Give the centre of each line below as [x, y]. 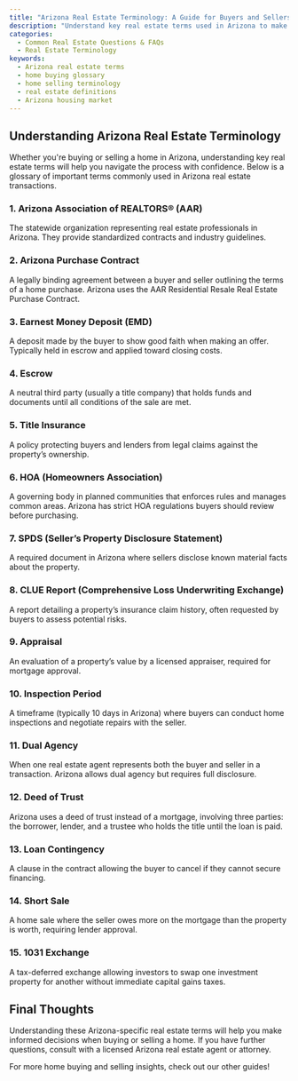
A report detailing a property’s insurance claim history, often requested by [144, 609]
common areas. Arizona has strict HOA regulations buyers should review [142, 505]
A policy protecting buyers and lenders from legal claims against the [134, 444]
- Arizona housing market [65, 100]
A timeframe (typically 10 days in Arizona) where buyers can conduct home [147, 713]
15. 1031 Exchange [49, 953]
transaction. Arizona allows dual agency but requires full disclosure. [133, 775]
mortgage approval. [45, 671]
